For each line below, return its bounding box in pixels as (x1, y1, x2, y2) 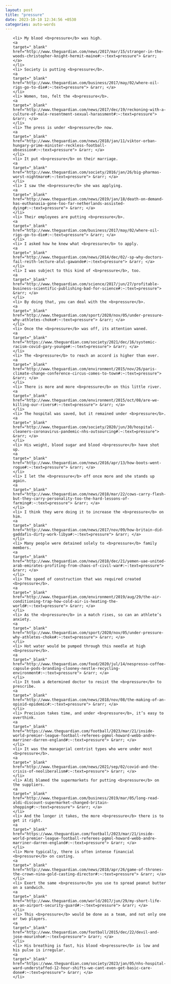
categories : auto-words (5, 21, 56, 27)
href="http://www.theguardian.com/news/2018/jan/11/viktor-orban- (12, 138, 157, 144)
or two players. (12, 917, 47, 922)
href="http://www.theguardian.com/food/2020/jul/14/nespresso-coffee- (12, 662, 166, 667)
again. (12, 478, 27, 483)
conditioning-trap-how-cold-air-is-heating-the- (12, 599, 118, 604)
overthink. (12, 715, 36, 720)
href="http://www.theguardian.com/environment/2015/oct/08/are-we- (12, 398, 159, 403)
